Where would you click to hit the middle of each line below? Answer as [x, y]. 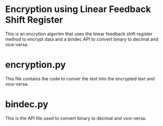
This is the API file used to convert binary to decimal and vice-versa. [76, 118]
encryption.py [36, 65]
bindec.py [27, 104]
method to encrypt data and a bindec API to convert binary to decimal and [82, 39]
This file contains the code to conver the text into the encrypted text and [80, 78]
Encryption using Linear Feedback [78, 9]
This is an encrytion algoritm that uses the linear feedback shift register [79, 34]
